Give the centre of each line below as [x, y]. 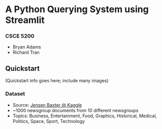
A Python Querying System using [77, 9]
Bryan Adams [27, 47]
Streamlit [25, 20]
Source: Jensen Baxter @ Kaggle [47, 105]
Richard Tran [26, 52]
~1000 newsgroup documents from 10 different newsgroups [75, 110]
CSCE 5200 [20, 36]
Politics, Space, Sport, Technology [49, 121]
